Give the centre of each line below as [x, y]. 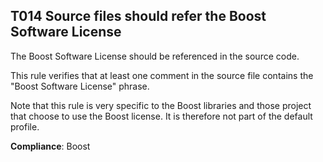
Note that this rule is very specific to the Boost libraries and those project [161, 105]
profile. [25, 126]
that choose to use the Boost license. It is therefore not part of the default [161, 116]
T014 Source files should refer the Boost [138, 16]
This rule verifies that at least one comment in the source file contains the [162, 75]
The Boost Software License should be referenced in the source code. [155, 56]
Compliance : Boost [50, 146]
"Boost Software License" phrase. [80, 86]
